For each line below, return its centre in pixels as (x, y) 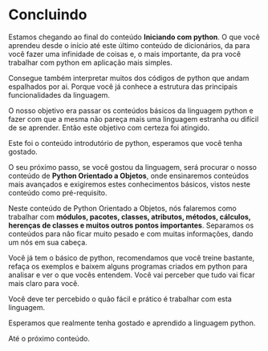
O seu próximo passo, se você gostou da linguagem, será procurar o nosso (132, 167)
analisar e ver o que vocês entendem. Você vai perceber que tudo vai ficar (132, 275)
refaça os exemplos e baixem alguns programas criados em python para (128, 266)
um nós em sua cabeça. (48, 242)
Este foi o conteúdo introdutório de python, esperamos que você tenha (126, 143)
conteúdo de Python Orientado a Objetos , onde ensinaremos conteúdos (129, 175)
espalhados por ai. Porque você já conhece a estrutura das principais (123, 87)
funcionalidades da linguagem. (59, 95)
